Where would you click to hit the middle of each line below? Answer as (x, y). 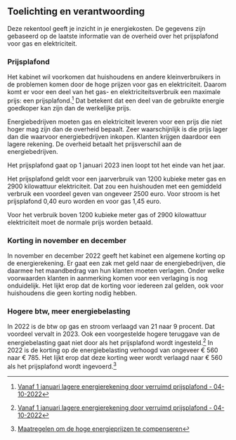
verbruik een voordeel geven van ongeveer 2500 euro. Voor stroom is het (114, 193)
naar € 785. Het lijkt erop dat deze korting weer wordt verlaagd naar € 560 (115, 358)
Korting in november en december (67, 240)
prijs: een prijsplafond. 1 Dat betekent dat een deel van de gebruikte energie (116, 100)
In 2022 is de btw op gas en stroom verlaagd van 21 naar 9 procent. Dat (111, 327)
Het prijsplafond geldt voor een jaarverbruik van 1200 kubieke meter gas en (117, 179)
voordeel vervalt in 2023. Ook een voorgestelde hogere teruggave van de (113, 334)
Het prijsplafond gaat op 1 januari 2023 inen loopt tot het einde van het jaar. (116, 165)
